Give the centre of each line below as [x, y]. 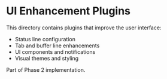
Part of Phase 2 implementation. [46, 69]
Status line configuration [45, 39]
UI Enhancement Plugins [68, 11]
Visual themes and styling [47, 58]
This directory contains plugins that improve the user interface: [84, 28]
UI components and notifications [55, 51]
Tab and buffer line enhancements [57, 45]
